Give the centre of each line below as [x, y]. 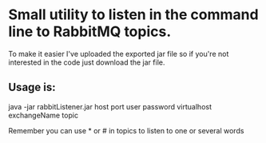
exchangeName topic [43, 115]
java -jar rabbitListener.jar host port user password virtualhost [110, 106]
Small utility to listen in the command [133, 15]
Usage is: [32, 87]
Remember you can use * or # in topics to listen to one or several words [126, 130]
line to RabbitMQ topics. [90, 32]
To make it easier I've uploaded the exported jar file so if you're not [119, 54]
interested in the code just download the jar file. [87, 62]
